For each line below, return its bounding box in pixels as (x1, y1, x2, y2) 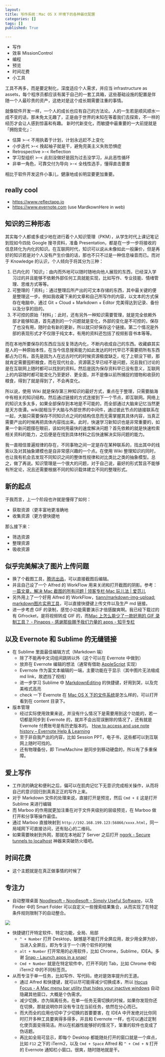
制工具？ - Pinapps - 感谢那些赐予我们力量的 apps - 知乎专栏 (12, 619, 135, 625)
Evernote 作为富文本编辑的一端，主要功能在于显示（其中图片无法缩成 (19, 667, 160, 673)
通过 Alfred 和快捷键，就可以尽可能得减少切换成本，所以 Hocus (19, 979, 148, 985)
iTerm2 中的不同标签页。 (19, 966, 70, 972)
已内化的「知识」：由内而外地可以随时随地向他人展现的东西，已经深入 (12, 269, 152, 274)
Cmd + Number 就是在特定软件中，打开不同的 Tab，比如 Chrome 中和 (19, 960, 157, 966)
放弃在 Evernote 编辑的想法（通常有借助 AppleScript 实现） (19, 661, 140, 667)
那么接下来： (5, 523, 31, 529)
